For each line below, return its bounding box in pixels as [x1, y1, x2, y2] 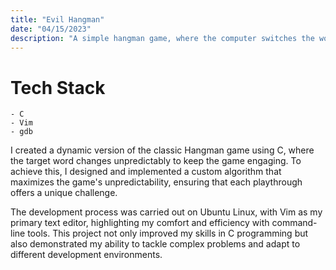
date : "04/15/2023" [10, 24, 92, 34]
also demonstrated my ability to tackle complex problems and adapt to [10, 238, 301, 250]
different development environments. [10, 249, 163, 261]
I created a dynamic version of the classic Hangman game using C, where [10, 144, 315, 156]
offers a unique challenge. [10, 187, 118, 199]
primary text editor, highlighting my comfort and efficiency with [10, 217, 270, 229]
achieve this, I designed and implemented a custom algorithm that [10, 166, 282, 178]
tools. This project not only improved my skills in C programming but [27, 227, 309, 240]
